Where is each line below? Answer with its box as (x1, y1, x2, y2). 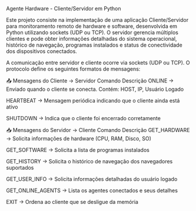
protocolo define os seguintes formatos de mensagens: (6, 65, 141, 72)
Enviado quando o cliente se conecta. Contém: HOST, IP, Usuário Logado (6, 85, 184, 93)
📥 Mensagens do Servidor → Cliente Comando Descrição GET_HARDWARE (6, 127, 190, 133)
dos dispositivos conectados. (6, 48, 78, 55)
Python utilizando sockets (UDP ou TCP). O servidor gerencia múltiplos (6, 29, 178, 36)
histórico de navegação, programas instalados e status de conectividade (6, 41, 182, 48)
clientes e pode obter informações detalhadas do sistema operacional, (6, 35, 177, 42)
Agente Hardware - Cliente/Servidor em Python (6, 5, 121, 12)
